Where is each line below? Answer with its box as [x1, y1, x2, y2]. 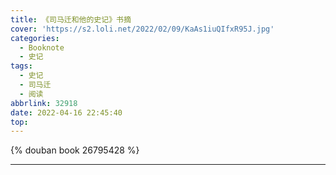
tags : [10, 61, 33, 71]
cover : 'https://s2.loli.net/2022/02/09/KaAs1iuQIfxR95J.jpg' [10, 24, 275, 34]
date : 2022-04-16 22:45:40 [10, 107, 123, 118]
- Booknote [19, 42, 65, 53]
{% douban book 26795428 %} [10, 144, 140, 156]
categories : [10, 33, 60, 43]
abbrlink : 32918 [10, 98, 78, 108]
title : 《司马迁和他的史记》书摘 [10, 14, 132, 25]
